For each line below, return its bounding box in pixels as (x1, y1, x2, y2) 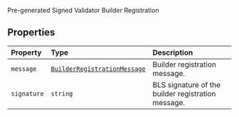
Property (11, 48, 42, 57)
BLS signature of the (152, 79, 221, 89)
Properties (7, 26, 55, 38)
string (51, 89, 73, 98)
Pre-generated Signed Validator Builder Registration (7, 6, 159, 14)
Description (152, 48, 193, 57)
